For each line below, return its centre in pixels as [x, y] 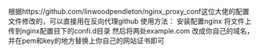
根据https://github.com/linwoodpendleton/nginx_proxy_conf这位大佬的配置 [129, 11]
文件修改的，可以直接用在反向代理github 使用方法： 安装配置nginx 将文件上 [130, 21]
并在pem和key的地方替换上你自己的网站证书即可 [86, 41]
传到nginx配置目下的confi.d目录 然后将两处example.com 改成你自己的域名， [131, 31]
